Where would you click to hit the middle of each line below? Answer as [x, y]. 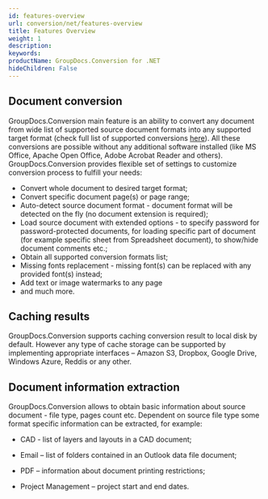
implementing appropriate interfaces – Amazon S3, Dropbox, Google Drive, [133, 353]
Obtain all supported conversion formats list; [94, 256]
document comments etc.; [64, 248]
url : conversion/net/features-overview [75, 23]
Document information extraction [94, 387]
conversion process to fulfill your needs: [75, 172]
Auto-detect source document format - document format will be [126, 205]
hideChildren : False [43, 69]
